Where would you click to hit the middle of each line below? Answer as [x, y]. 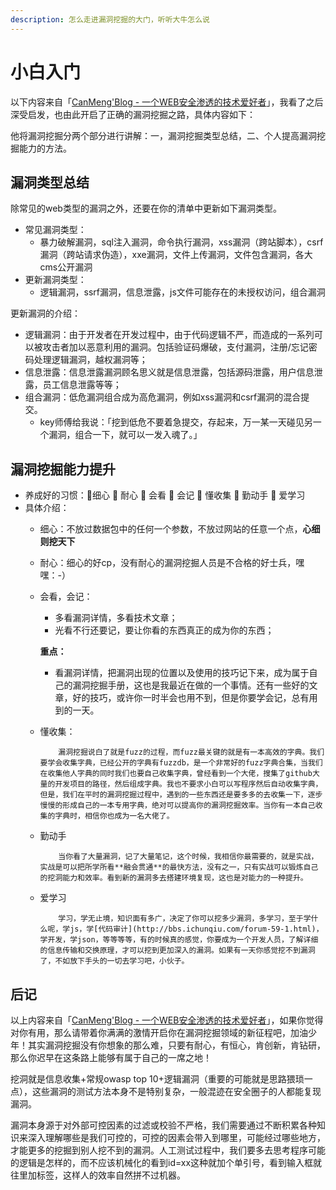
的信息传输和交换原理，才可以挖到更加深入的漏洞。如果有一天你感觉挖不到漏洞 [177, 951]
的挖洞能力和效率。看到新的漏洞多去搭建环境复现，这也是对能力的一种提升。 [173, 878]
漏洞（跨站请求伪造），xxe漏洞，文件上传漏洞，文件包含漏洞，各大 [176, 255]
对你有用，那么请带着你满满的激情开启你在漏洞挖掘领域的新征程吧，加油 [159, 1032]
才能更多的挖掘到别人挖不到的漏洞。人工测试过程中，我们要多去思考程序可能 [168, 1150]
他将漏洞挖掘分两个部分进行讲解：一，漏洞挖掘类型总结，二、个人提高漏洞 [163, 135]
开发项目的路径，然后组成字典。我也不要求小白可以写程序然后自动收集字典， [188, 784]
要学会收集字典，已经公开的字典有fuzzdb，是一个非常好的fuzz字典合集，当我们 [181, 763]
